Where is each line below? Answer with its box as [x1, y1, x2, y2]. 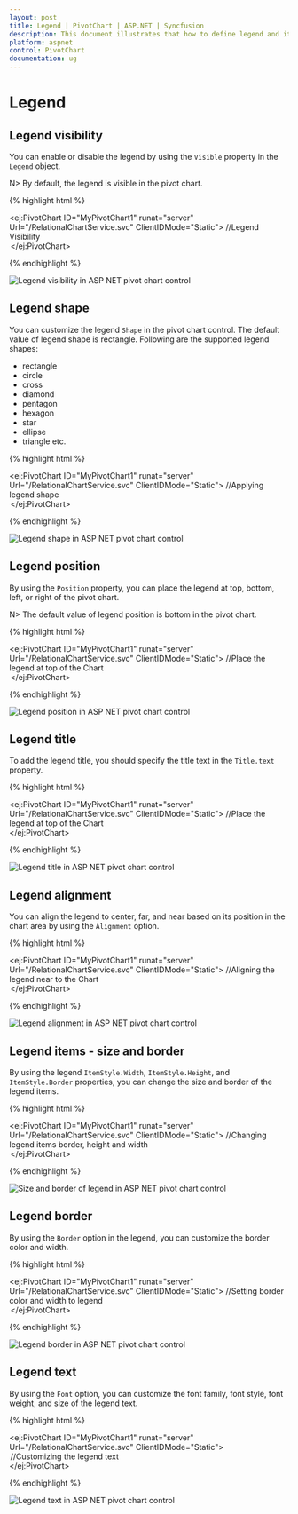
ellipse [21, 426, 47, 437]
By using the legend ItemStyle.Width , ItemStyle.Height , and [9, 1067, 231, 1078]
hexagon [21, 408, 55, 418]
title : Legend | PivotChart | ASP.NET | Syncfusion [9, 21, 204, 30]
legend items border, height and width [9, 1139, 149, 1150]
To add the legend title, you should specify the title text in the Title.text [9, 756, 275, 766]
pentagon [21, 398, 58, 408]
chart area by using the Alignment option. [9, 921, 160, 931]
